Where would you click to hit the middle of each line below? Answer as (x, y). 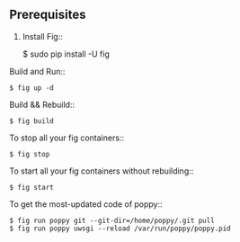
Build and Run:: (37, 71)
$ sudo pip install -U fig (66, 54)
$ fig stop (30, 154)
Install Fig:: (42, 36)
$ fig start (31, 187)
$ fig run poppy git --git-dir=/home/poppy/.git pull (112, 220)
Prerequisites (48, 15)
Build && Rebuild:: (42, 104)
